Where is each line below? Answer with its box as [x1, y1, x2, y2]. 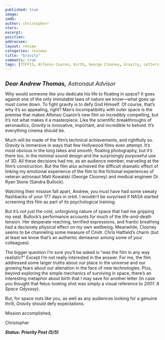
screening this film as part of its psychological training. [5, 199, 116, 205]
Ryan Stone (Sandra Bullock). [5, 179, 65, 185]
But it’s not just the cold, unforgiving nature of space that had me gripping [5, 209, 155, 215]
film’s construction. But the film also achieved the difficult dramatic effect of [5, 163, 159, 169]
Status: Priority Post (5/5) [5, 329, 59, 335]
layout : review [5, 44, 36, 49]
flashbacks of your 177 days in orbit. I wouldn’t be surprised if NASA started [5, 194, 159, 200]
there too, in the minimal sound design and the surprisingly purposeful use [5, 153, 156, 159]
